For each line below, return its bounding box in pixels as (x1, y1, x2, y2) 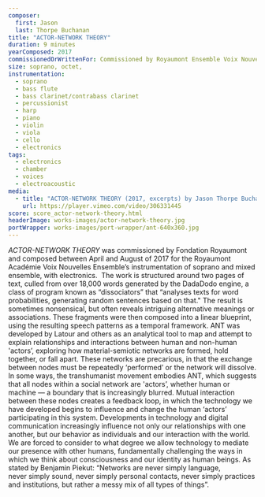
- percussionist (15, 99, 69, 107)
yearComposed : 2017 (8, 48, 73, 56)
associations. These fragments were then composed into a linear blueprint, (8, 313, 252, 321)
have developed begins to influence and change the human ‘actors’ (8, 405, 227, 414)
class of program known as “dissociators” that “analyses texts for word (8, 287, 239, 296)
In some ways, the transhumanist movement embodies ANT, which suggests (8, 371, 257, 380)
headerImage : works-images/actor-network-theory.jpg (8, 217, 185, 224)
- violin (15, 121, 44, 129)
